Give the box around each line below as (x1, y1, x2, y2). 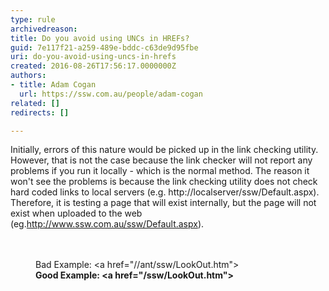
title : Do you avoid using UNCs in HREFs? (10, 33, 190, 43)
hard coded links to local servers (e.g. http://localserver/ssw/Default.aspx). (10, 186, 320, 198)
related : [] (10, 98, 60, 108)
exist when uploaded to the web (10, 207, 143, 220)
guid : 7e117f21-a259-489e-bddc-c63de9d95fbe (10, 42, 199, 53)
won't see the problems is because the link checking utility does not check (10, 176, 318, 188)
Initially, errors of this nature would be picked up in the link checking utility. (10, 144, 319, 156)
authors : (10, 71, 47, 81)
